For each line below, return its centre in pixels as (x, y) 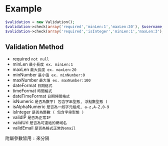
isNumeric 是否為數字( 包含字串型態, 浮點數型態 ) (60, 101)
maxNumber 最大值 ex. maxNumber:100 (51, 80)
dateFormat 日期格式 (32, 85)
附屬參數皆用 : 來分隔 (27, 138)
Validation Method (34, 47)
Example (23, 9)
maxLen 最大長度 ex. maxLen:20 (44, 69)
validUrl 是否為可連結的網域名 (39, 122)
